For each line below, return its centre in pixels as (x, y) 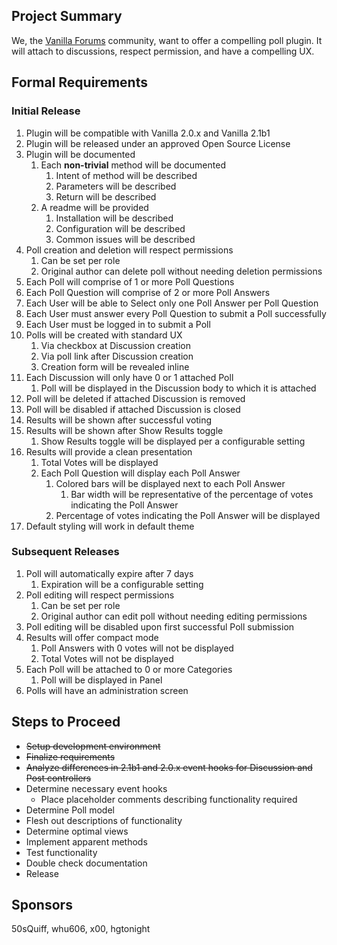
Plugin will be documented (80, 154)
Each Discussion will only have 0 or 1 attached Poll (129, 377)
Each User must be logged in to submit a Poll (118, 324)
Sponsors (42, 905)
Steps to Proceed (66, 722)
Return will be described (106, 196)
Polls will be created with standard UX (104, 335)
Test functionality (61, 852)
